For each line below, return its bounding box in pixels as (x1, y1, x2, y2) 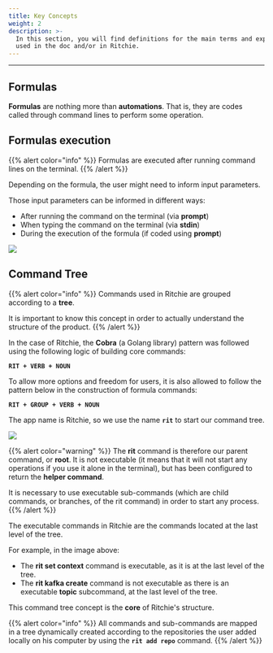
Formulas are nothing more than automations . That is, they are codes (8, 101, 243, 111)
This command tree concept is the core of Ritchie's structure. (8, 603, 214, 612)
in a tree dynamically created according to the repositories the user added (8, 627, 258, 637)
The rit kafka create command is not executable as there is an (19, 578, 229, 588)
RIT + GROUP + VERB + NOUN (8, 400, 100, 409)
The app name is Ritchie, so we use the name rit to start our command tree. (8, 415, 265, 424)
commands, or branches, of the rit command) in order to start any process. (8, 496, 260, 506)
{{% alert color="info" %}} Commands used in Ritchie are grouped (8, 289, 232, 298)
